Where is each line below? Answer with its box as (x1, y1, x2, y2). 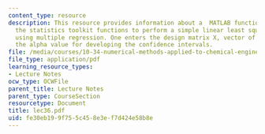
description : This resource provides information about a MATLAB (8, 19, 231, 27)
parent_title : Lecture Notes (8, 84, 104, 93)
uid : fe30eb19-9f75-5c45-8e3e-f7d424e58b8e (8, 114, 154, 122)
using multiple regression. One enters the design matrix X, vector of (15, 33, 256, 42)
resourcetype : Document (8, 99, 87, 107)
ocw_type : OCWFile (8, 77, 69, 85)
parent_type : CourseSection (8, 92, 101, 100)
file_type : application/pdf (8, 56, 101, 64)
